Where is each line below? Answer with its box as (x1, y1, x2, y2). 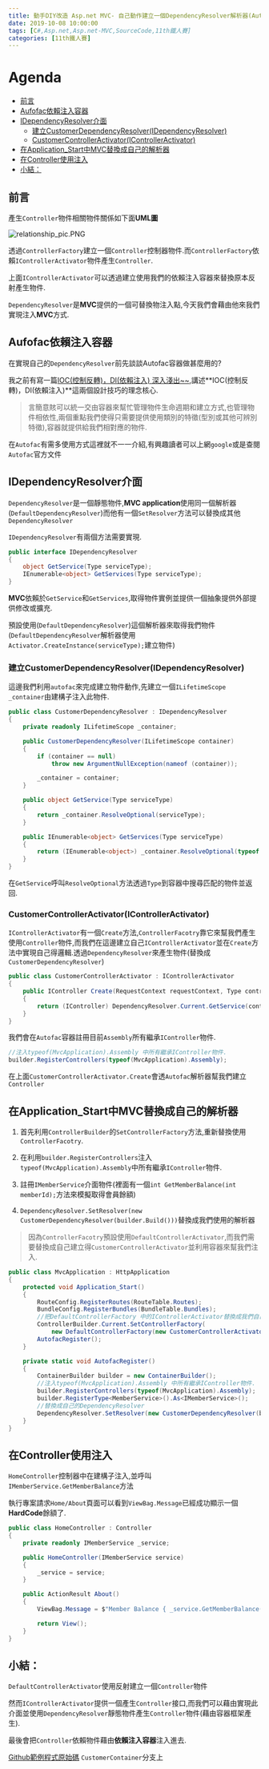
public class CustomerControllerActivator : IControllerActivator (8, 973, 235, 981)
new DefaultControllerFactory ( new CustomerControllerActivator (50, 1328, 267, 1336)
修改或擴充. (14, 603, 54, 613)
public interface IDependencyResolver (8, 548, 138, 556)
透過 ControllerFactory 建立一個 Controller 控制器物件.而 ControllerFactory (8, 246, 253, 255)
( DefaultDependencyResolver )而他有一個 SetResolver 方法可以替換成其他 (8, 508, 241, 518)
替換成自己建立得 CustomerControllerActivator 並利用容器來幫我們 (34, 1243, 252, 1252)
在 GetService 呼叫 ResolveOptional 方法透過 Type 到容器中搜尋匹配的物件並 (8, 878, 246, 888)
